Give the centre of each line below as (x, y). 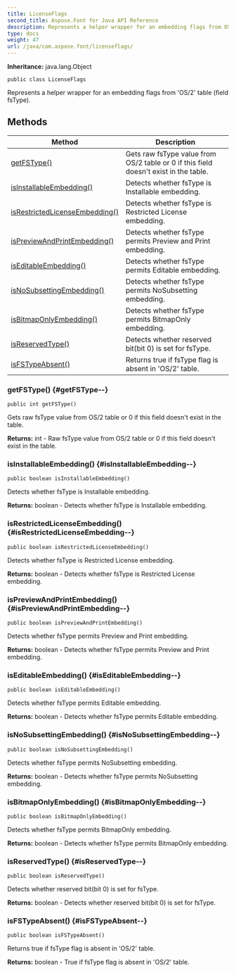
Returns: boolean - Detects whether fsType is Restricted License (101, 574)
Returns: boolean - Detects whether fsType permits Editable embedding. (113, 717)
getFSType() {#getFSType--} (58, 389)
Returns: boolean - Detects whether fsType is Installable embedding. (107, 506)
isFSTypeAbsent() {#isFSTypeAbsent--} (77, 921)
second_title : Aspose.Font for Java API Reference (83, 20)
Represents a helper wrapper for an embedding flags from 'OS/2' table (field (118, 93)
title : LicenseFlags (38, 14)
